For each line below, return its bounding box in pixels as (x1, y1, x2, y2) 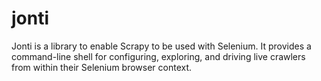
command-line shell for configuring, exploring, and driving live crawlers (11, 50, 306, 62)
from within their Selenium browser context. (11, 61, 193, 73)
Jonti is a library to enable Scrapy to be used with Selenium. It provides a (11, 40, 312, 52)
